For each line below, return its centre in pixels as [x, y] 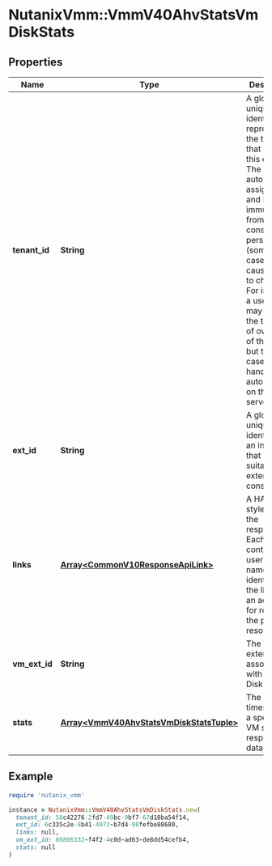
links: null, [38, 832]
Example [31, 777]
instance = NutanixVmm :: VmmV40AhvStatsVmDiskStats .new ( [104, 810]
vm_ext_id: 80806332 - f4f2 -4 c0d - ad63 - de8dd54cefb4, [103, 840]
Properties [36, 62]
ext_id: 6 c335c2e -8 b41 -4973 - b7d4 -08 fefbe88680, [98, 825]
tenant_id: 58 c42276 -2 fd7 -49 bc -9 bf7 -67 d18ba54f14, [103, 817]
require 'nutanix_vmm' [47, 795]
